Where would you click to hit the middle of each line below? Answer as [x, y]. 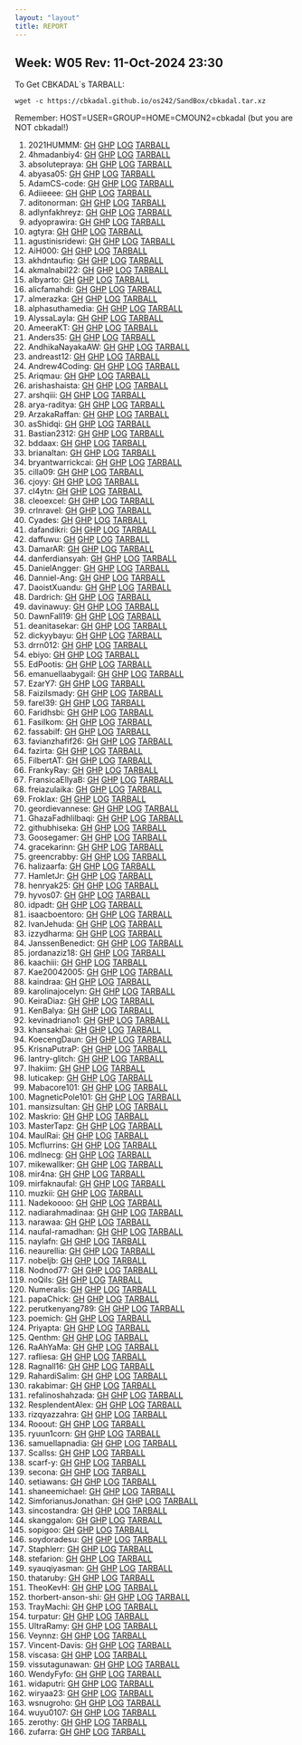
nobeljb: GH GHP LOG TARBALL [87, 1261]
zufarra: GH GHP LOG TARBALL [87, 1732]
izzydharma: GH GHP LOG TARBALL [95, 934]
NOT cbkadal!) [42, 128]
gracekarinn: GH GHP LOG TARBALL [95, 847]
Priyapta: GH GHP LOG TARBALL [89, 1328]
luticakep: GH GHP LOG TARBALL [90, 1078]
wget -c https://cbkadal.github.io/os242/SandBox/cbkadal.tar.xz [140, 101]
